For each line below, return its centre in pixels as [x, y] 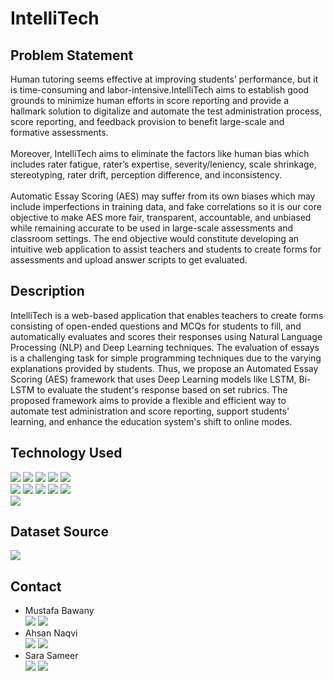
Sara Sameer [51, 656]
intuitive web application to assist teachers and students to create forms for [166, 249]
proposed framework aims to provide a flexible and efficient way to [148, 400]
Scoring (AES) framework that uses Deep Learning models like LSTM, [153, 379]
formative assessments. [59, 132]
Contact [36, 586]
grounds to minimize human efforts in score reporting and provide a [150, 100]
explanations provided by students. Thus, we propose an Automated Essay [164, 368]
